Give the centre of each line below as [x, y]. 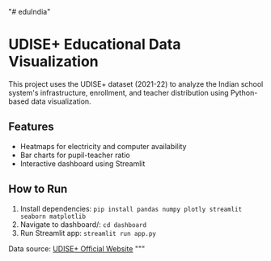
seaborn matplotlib [53, 216]
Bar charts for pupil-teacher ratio [75, 155]
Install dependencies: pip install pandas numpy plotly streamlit [131, 208]
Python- [244, 92]
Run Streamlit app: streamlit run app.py [88, 233]
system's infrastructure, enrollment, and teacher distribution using [119, 92]
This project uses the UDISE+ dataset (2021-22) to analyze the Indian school [136, 83]
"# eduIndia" [30, 12]
